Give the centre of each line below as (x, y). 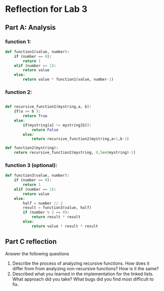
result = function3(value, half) (57, 208)
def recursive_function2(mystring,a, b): (48, 107)
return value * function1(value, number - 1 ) (68, 80)
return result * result (56, 217)
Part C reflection (31, 242)
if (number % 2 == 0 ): (46, 212)
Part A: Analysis (30, 28)
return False (45, 130)
